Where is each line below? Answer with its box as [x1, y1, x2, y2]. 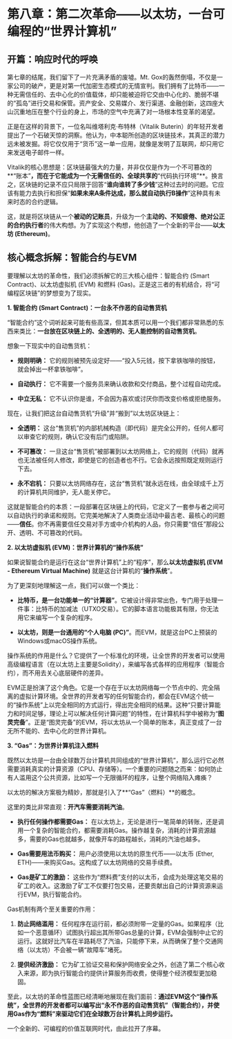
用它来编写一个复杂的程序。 [17, 613, 97, 622]
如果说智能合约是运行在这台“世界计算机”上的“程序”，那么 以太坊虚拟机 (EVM [7, 558, 223, 566]
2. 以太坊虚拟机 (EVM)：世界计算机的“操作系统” [7, 543, 144, 551]
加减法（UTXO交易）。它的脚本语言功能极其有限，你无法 [59, 604, 220, 613]
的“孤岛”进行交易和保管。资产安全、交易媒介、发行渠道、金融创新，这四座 [7, 99, 219, 107]
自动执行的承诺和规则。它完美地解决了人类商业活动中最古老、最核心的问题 [12, 511, 225, 519]
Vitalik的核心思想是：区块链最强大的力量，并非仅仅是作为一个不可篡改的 [7, 163, 213, 171]
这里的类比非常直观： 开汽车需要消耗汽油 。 [7, 802, 128, 811]
